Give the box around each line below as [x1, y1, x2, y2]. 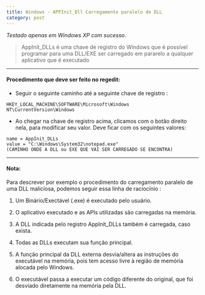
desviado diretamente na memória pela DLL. [15, 282, 127, 289]
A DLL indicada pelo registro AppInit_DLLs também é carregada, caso [15, 220, 191, 228]
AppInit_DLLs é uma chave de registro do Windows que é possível [21, 43, 188, 51]
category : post [6, 15, 45, 21]
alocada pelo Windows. [15, 263, 74, 271]
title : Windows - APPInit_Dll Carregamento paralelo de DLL [6, 9, 163, 15]
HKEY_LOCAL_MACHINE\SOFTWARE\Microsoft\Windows [6, 101, 130, 107]
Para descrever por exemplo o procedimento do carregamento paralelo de [6, 178, 193, 186]
